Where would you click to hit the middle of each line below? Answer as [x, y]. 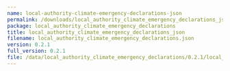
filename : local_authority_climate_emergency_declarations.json [101, 39]
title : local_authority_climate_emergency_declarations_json [96, 32]
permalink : [23, 20]
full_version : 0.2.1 [37, 51]
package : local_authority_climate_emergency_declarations [91, 26]
